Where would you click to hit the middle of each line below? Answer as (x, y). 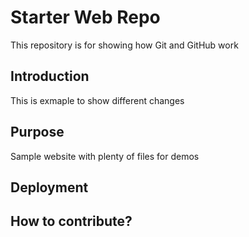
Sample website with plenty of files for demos (105, 156)
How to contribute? (71, 221)
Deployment (49, 187)
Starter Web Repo (85, 17)
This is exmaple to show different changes (97, 100)
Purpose (37, 132)
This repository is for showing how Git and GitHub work (124, 45)
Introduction (50, 76)
